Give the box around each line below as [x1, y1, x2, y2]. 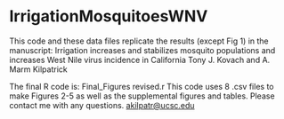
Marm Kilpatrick [9, 64, 69, 75]
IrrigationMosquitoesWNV [9, 6, 208, 27]
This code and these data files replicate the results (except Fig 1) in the [9, 36, 269, 46]
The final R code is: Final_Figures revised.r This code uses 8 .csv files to [9, 81, 274, 91]
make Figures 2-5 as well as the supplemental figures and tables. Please [9, 91, 275, 101]
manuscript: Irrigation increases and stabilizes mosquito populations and [9, 44, 276, 55]
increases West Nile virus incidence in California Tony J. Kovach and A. [9, 54, 271, 65]
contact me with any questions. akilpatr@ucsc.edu [9, 99, 195, 110]
